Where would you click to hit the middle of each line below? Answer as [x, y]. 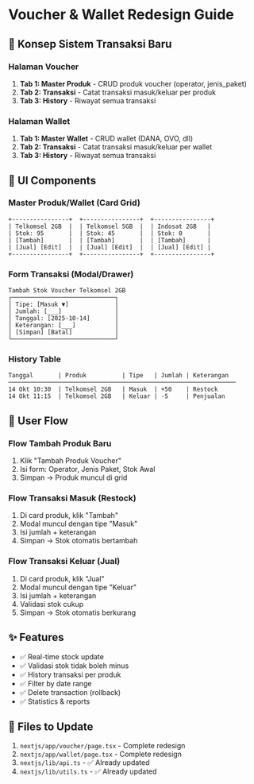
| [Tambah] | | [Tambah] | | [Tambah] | [110, 240]
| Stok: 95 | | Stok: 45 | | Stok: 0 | [110, 233]
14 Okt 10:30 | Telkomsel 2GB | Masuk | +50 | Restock [113, 390]
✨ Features [36, 637]
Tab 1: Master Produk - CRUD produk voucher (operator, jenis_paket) [133, 83]
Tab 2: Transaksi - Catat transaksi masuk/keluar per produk [118, 92]
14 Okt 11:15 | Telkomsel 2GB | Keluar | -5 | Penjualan [117, 396]
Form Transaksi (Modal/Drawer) [71, 274]
